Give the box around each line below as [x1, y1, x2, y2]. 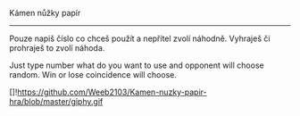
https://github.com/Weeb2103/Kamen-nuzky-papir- [17, 87, 207, 97]
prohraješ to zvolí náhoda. [9, 43, 105, 53]
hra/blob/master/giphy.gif [9, 96, 104, 106]
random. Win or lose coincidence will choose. [9, 70, 177, 79]
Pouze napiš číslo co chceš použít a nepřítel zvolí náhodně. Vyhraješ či [9, 33, 271, 44]
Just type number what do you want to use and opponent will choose [9, 60, 265, 70]
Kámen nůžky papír [9, 8, 81, 18]
